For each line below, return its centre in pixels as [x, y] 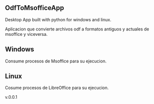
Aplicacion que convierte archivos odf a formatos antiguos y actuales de [77, 29]
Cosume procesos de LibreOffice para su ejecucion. [57, 88]
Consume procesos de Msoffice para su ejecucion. [56, 61]
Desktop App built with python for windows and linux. [58, 19]
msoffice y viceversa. [26, 34]
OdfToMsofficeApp [35, 8]
